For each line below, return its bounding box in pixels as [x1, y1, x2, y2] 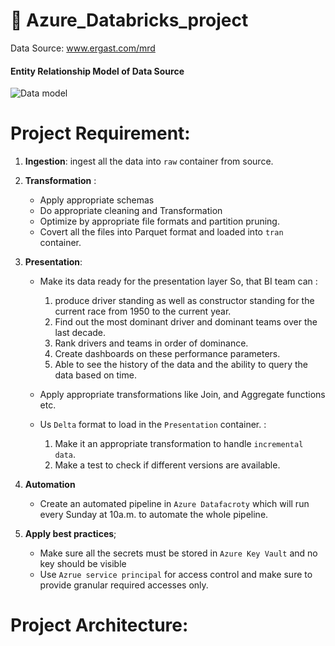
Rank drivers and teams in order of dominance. [54, 337, 249, 349]
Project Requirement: [10, 122, 191, 145]
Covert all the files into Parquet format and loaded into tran [39, 226, 284, 238]
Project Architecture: [10, 614, 189, 637]
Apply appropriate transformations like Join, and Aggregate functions [39, 389, 326, 401]
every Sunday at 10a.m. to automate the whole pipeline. [39, 509, 269, 521]
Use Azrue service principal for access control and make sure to [39, 569, 313, 581]
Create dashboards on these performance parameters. [54, 348, 281, 360]
